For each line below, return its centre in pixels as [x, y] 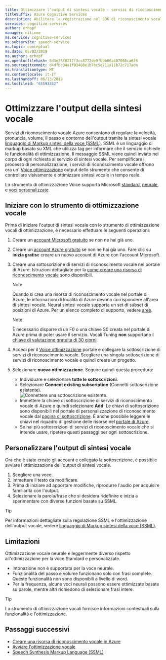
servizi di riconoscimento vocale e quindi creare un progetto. [74, 360]
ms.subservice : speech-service [37, 42]
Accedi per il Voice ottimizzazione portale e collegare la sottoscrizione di [86, 350]
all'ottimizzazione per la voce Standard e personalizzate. [63, 559]
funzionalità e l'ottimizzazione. [36, 614]
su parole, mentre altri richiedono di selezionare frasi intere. [73, 589]
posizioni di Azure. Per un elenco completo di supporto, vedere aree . [82, 310]
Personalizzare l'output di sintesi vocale [68, 448]
